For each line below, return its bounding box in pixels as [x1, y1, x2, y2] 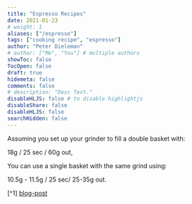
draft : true [7, 69, 42, 76]
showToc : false [7, 56, 52, 63]
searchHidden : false [7, 115, 68, 122]
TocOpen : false [7, 63, 52, 70]
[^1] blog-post [7, 189, 48, 197]
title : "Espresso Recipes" [7, 10, 87, 18]
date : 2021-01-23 [7, 17, 58, 24]
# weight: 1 [7, 23, 42, 30]
